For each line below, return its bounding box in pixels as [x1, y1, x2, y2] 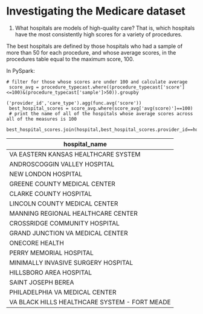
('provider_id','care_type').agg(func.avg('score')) [6, 100, 142, 106]
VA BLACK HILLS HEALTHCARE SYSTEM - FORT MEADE [9, 298, 171, 306]
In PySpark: [6, 67, 35, 74]
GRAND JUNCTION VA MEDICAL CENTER [9, 229, 128, 237]
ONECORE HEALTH [9, 238, 65, 247]
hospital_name [63, 139, 108, 148]
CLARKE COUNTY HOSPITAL [9, 189, 92, 198]
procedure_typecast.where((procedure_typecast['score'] [41, 84, 185, 90]
